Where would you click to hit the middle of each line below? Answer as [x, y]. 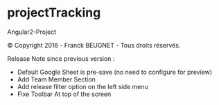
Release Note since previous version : [61, 58]
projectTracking [54, 13]
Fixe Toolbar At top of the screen [64, 94]
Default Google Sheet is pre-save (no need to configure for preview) [115, 72]
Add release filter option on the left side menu [83, 86]
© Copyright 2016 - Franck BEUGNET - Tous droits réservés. [94, 45]
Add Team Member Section [56, 79]
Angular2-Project [32, 32]
